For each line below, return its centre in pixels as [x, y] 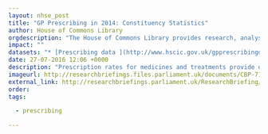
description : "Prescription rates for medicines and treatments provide [132, 67]
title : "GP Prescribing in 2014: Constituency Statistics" [108, 23]
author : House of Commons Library [66, 30]
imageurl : [25, 75]
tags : [17, 97]
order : [19, 89]
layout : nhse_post [39, 15]
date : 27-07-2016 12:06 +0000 [59, 60]
